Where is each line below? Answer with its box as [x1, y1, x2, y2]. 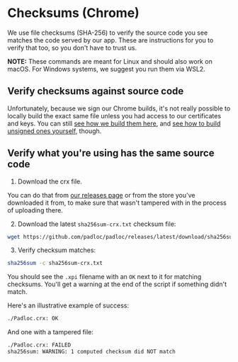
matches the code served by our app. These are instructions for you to [7, 35, 214, 44]
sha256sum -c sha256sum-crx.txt [7, 260, 103, 267]
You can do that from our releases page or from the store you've [7, 191, 195, 199]
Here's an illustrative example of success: [7, 301, 130, 310]
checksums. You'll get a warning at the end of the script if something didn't [7, 280, 227, 288]
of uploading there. [7, 205, 64, 214]
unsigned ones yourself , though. [7, 126, 102, 135]
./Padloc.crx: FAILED [7, 341, 72, 349]
